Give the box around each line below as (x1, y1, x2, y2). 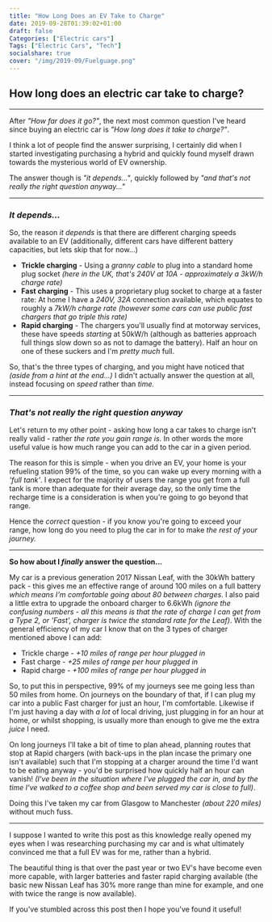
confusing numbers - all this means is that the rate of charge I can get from (9, 607, 262, 617)
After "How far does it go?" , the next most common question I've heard (9, 116, 246, 125)
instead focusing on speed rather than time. (9, 379, 155, 389)
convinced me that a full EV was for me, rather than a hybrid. (9, 848, 211, 857)
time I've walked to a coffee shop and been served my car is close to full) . (9, 783, 257, 793)
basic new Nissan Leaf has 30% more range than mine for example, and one (9, 880, 264, 890)
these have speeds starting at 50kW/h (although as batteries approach (20, 329, 257, 339)
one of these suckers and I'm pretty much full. (20, 346, 175, 356)
